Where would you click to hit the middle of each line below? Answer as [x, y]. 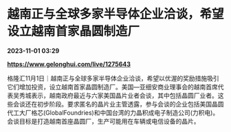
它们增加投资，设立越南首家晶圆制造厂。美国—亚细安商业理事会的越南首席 [112, 87]
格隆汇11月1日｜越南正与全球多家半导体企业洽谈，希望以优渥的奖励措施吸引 [113, 78]
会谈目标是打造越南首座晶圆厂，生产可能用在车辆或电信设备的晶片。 [103, 121]
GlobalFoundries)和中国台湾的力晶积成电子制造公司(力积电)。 [132, 112]
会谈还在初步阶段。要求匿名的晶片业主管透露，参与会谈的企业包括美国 [112, 104]
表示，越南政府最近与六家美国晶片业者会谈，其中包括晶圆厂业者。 [124, 95]
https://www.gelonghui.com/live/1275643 [69, 64]
